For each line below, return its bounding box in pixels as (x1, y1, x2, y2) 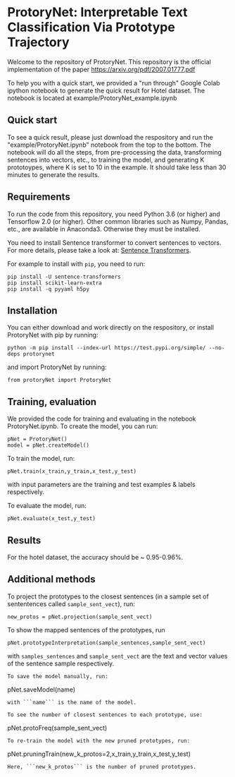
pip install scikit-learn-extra (7, 279, 102, 287)
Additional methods (7, 573, 96, 586)
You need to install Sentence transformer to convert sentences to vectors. (7, 238, 222, 247)
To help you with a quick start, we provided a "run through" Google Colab (7, 78, 220, 87)
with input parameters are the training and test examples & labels (7, 481, 196, 489)
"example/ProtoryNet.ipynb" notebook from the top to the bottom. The (7, 140, 211, 149)
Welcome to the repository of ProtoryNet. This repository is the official (7, 57, 211, 66)
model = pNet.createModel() (7, 442, 90, 449)
